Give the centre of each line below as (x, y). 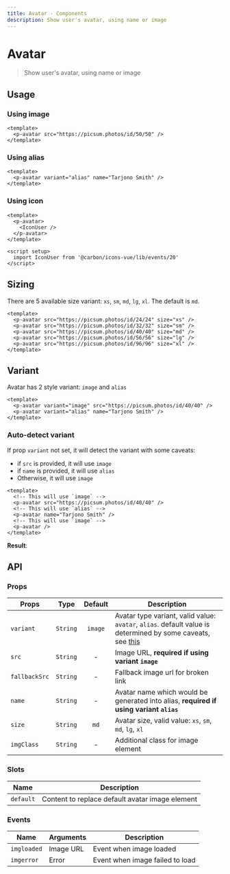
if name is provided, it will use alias (66, 471)
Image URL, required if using (162, 653)
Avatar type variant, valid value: (165, 616)
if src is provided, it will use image (64, 463)
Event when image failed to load (144, 860)
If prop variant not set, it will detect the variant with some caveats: (101, 450)
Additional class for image (156, 741)
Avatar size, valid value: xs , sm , (163, 721)
